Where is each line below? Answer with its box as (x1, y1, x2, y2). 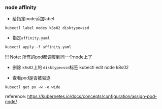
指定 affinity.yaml (12, 35, 50, 41)
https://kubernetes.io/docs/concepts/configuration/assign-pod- (27, 93, 157, 100)
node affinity (5, 4, 37, 11)
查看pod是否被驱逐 (12, 75, 51, 81)
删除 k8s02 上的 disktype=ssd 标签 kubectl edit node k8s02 (12, 65, 129, 71)
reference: (5, 93, 26, 100)
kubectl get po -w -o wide (5, 85, 61, 90)
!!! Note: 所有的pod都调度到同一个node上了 (5, 54, 93, 60)
